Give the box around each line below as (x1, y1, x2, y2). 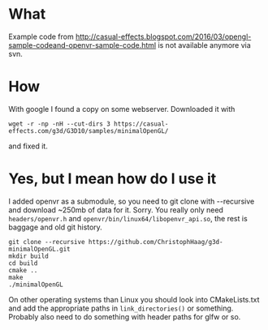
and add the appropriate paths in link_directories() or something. (8, 303, 234, 313)
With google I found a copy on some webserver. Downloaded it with (8, 104, 236, 114)
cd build (8, 259, 38, 268)
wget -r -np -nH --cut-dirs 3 (8, 119, 111, 128)
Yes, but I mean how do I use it (8, 169, 217, 188)
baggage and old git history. (8, 222, 103, 232)
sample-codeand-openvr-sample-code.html (8, 40, 157, 49)
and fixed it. (8, 141, 49, 151)
